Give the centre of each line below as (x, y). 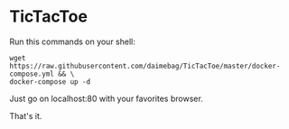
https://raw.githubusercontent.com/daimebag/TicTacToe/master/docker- (145, 66)
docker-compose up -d (50, 82)
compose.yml (32, 74)
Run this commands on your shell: (72, 41)
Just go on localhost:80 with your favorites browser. (106, 98)
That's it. (26, 115)
